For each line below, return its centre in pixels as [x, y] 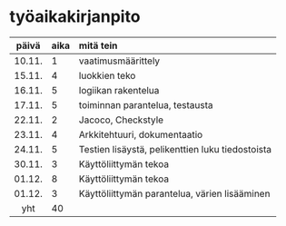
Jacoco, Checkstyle [121, 120]
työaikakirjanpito [75, 17]
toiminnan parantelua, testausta [146, 104]
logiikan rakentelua [119, 90]
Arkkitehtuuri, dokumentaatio [141, 134]
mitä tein [98, 45]
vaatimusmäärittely [119, 61]
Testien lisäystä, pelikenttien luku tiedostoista [175, 149]
